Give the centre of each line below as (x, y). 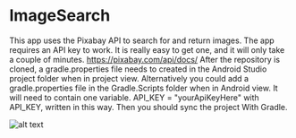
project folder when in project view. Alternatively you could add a (129, 78)
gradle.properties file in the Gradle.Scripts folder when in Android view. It (144, 88)
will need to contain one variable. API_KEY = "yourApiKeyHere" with (134, 97)
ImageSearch (60, 16)
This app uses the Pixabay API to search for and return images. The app (142, 40)
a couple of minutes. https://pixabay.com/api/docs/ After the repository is (144, 59)
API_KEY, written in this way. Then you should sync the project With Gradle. (148, 107)
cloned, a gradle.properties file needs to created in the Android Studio (138, 69)
